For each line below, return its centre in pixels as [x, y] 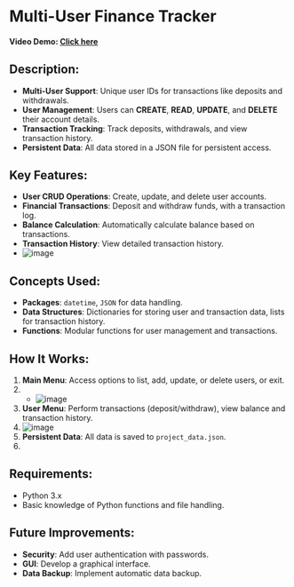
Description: [44, 70]
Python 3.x [42, 496]
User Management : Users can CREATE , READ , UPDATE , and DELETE [150, 109]
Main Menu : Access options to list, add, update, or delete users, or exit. [153, 380]
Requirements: [51, 474]
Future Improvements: [72, 533]
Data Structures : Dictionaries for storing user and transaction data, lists [153, 312]
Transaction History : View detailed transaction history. [123, 244]
